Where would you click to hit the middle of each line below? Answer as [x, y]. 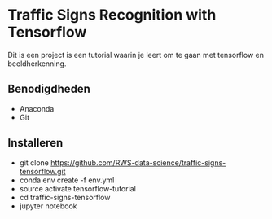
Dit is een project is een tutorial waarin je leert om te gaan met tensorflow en [136, 55]
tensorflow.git [42, 171]
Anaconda [37, 108]
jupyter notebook [48, 206]
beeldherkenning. [37, 64]
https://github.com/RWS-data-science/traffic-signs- [138, 162]
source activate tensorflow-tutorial [77, 188]
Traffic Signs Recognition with [112, 15]
